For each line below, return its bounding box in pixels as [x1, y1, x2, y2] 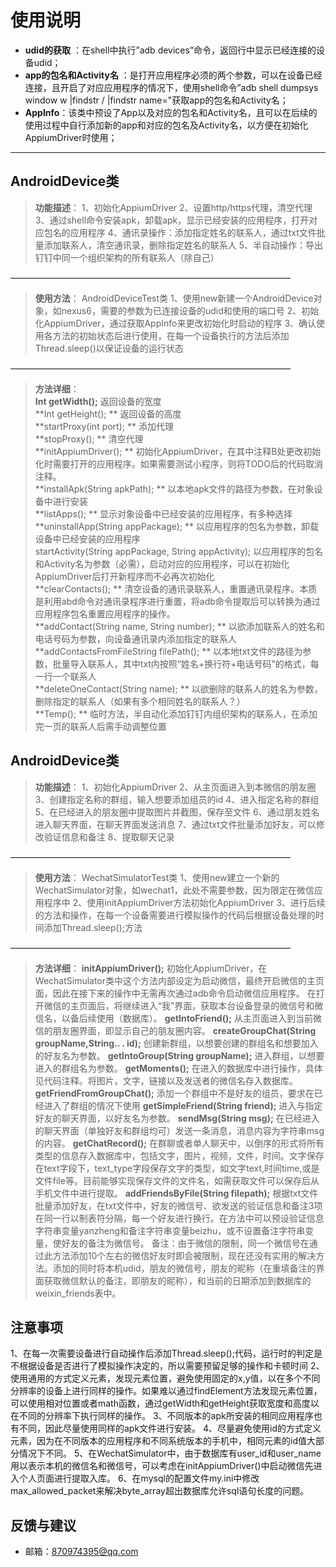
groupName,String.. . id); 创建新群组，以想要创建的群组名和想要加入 [34, 1037, 319, 1049]
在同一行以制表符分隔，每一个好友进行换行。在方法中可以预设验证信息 [34, 1212, 325, 1224]
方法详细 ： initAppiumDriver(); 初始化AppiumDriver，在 [34, 962, 268, 974]
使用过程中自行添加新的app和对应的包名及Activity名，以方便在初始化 [24, 119, 309, 131]
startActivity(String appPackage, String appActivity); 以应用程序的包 [34, 545, 315, 557]
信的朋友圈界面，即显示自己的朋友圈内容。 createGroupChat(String [34, 1024, 317, 1036]
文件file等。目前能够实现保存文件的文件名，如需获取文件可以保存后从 [34, 1174, 320, 1186]
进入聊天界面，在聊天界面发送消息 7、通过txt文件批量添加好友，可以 [34, 818, 317, 830]
